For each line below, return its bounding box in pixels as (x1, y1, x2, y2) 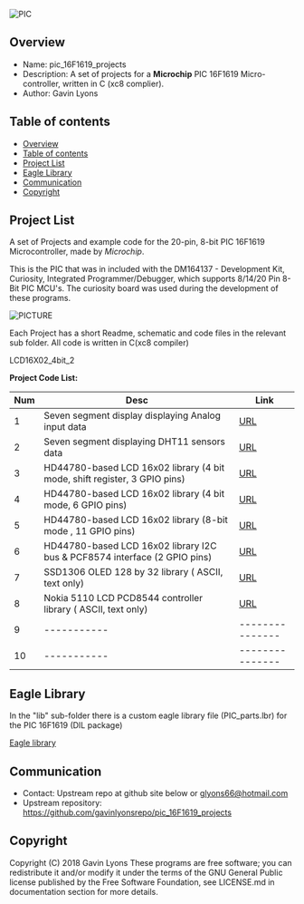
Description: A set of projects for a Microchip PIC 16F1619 (22, 68, 239, 79)
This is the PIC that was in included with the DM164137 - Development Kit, (9, 264, 285, 275)
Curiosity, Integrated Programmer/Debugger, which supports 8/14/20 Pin (9, 273, 280, 285)
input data (43, 421, 87, 433)
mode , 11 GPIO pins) (43, 525, 136, 538)
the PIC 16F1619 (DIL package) (9, 720, 123, 731)
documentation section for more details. (9, 886, 158, 897)
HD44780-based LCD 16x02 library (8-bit (43, 513, 228, 526)
